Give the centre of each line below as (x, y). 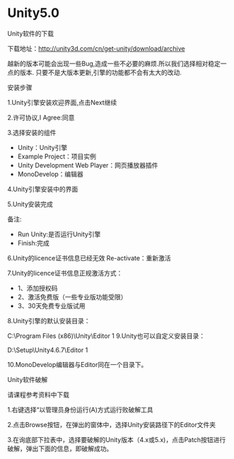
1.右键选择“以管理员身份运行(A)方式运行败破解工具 (80, 409)
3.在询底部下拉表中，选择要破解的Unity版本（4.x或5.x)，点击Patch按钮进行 (117, 439)
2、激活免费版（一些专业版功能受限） (72, 297)
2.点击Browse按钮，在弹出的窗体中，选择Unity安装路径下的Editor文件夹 (112, 424)
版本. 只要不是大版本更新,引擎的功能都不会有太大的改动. (101, 72)
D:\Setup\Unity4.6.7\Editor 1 (48, 350)
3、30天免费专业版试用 (51, 306)
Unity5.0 (34, 13)
